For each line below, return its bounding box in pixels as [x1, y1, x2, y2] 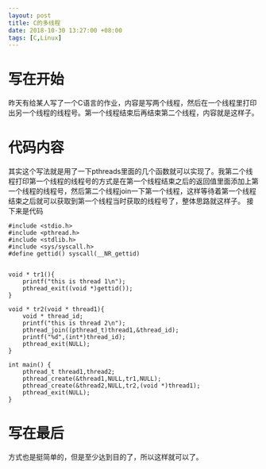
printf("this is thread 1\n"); [22, 278, 126, 286]
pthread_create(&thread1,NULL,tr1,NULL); [22, 375, 161, 383]
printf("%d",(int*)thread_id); [22, 333, 126, 341]
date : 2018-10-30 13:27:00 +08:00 [8, 26, 123, 34]
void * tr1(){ [8, 271, 56, 279]
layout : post [8, 11, 52, 20]
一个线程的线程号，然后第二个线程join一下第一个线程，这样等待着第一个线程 [8, 186, 256, 196]
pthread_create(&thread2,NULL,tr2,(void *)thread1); [22, 382, 201, 390]
